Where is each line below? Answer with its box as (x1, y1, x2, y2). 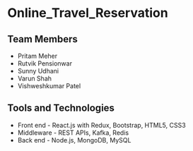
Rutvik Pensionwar (17, 59, 73, 68)
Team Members (7, 33, 78, 45)
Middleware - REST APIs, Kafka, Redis (17, 128, 129, 137)
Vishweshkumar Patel (17, 82, 81, 90)
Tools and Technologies (7, 102, 115, 114)
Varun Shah (17, 74, 52, 83)
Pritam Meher (17, 52, 58, 60)
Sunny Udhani (17, 67, 59, 75)
